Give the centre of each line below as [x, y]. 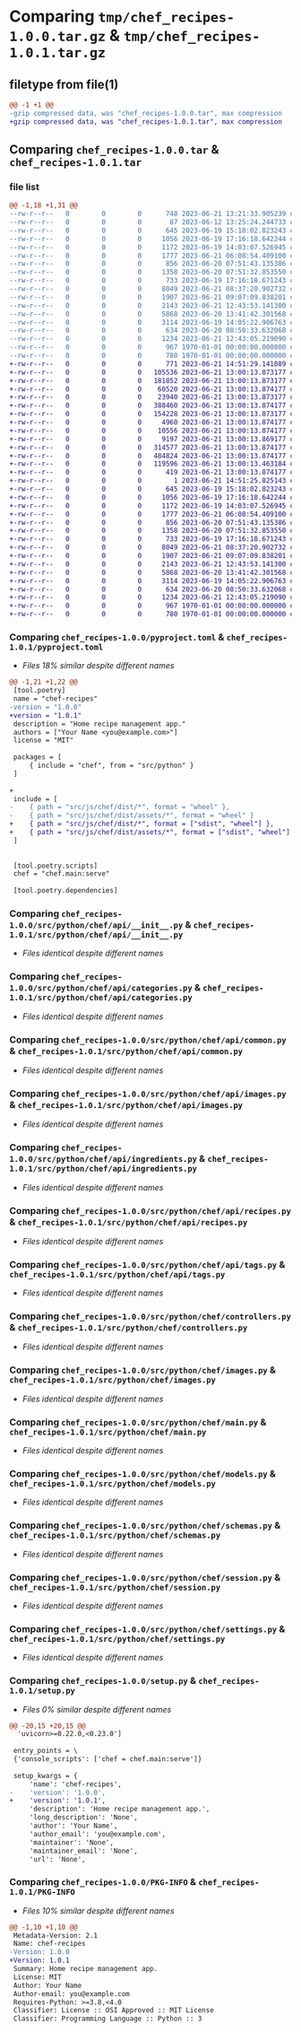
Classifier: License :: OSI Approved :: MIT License [114, 2010]
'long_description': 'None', [84, 1818]
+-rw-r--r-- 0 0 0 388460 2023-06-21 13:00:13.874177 [148, 406]
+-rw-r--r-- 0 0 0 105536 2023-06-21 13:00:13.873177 [148, 372]
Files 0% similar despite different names [97, 1709]
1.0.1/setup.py [43, 1691]
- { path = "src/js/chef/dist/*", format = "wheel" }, [120, 807]
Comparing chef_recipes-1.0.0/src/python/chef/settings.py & [147, 1628]
